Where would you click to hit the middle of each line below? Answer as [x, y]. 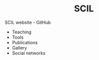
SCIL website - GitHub [28, 22]
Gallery [19, 48]
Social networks [29, 53]
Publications [25, 42]
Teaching [22, 32]
